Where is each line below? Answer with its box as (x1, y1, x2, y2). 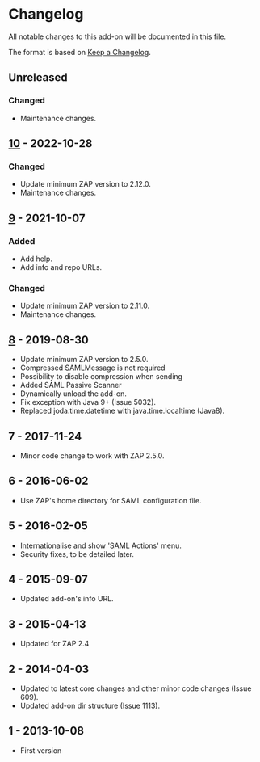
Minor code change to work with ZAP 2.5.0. (19, 450, 165, 461)
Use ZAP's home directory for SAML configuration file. (19, 495, 202, 505)
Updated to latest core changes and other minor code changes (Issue (19, 684, 252, 693)
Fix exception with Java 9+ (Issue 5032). (19, 398, 156, 407)
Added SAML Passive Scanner (19, 381, 123, 390)
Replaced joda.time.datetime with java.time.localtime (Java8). (19, 406, 225, 416)
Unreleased (8, 70, 69, 85)
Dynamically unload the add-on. (19, 389, 128, 398)
